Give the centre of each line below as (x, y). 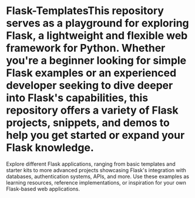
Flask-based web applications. (43, 189)
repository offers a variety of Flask (93, 110)
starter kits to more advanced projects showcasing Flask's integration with (96, 170)
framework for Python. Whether (86, 48)
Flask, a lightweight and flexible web (97, 36)
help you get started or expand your (95, 135)
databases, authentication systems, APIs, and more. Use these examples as (98, 176)
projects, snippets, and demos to (88, 123)
